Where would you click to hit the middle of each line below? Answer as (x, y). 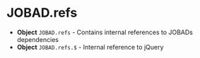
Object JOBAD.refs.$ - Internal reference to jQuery (90, 47)
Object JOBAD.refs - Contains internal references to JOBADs (105, 32)
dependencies (38, 39)
